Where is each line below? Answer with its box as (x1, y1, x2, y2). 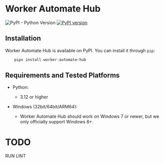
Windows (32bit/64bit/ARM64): (12, 104, 78, 110)
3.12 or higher (20, 94, 49, 100)
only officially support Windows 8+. (20, 119, 94, 125)
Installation (5, 34, 41, 43)
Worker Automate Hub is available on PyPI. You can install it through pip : (5, 47, 155, 53)
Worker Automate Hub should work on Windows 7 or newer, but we (20, 113, 159, 119)
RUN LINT (5, 153, 26, 159)
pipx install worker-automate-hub (14, 57, 86, 62)
